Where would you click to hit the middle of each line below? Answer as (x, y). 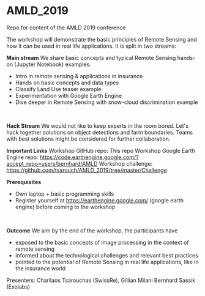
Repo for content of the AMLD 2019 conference (66, 28)
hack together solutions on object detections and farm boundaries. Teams (100, 132)
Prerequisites (24, 182)
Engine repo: (22, 157)
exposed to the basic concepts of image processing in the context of (102, 242)
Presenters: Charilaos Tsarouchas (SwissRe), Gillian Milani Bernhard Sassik (101, 280)
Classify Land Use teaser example (58, 89)
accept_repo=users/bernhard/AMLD (52, 163)
